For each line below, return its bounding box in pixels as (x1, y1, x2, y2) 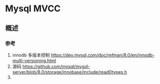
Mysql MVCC (5, 3, 61, 14)
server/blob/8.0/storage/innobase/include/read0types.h (12, 69, 128, 75)
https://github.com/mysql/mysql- (22, 63, 90, 69)
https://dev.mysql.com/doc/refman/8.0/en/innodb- (51, 52, 155, 58)
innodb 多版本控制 (12, 52, 50, 58)
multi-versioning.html (12, 57, 56, 63)
